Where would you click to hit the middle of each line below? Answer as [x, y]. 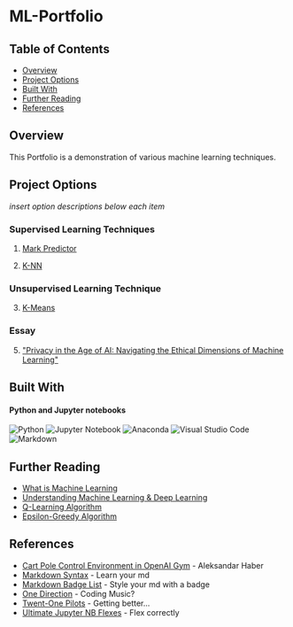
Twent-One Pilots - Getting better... [86, 603]
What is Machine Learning [69, 488]
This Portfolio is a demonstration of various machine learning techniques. [143, 157]
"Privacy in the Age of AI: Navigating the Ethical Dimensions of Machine [153, 350]
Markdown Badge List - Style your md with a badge [116, 584]
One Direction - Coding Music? [78, 593]
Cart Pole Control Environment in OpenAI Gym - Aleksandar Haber [143, 565]
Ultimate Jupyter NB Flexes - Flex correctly [100, 612]
